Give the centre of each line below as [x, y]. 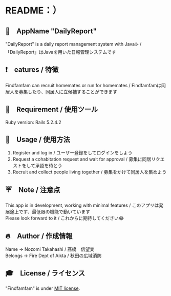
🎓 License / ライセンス [45, 273]
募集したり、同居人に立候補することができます [68, 92]
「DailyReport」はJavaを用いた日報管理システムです [61, 52]
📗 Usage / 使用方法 [38, 140]
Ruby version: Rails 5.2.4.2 [33, 122]
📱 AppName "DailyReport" [51, 31]
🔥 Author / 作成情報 [39, 236]
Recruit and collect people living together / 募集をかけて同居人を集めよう [90, 172]
